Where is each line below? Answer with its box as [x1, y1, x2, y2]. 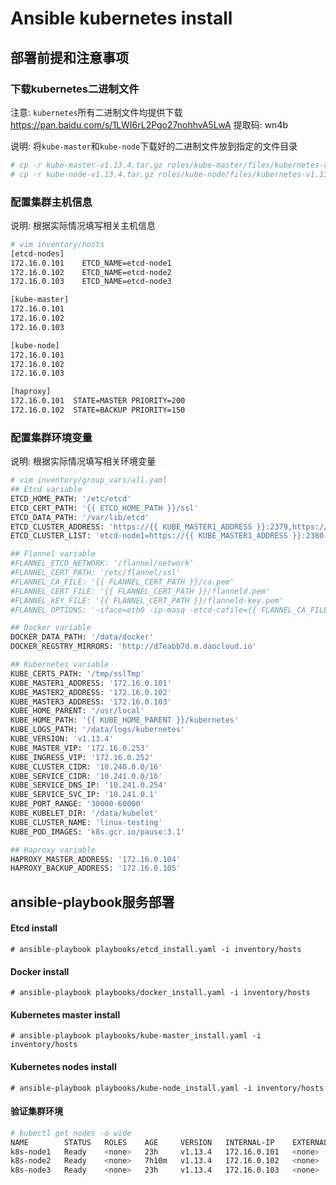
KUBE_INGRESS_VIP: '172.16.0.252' [10, 752, 155, 762]
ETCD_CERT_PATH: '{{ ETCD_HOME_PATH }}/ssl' [10, 503, 199, 513]
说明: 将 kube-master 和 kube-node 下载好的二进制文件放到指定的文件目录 [10, 140, 298, 152]
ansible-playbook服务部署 [10, 893, 175, 911]
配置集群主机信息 [10, 195, 93, 209]
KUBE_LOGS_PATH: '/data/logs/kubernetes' [10, 725, 186, 735]
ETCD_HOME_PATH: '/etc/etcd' [10, 493, 132, 504]
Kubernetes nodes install [10, 1060, 117, 1072]
